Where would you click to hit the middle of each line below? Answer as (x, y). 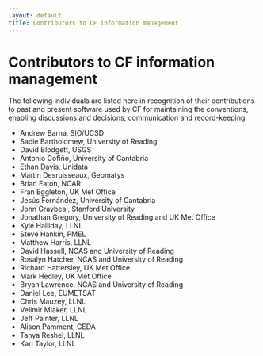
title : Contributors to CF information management (93, 23)
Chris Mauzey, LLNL (53, 301)
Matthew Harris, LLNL (55, 243)
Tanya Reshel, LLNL (52, 335)
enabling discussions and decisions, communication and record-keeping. (128, 118)
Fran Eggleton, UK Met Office (68, 192)
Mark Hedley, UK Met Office (66, 276)
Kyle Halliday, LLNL (51, 226)
